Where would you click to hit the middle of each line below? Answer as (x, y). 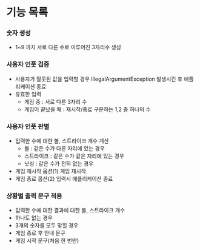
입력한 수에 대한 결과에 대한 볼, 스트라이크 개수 (70, 211)
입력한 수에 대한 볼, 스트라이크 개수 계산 (62, 141)
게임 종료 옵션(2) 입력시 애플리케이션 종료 (64, 179)
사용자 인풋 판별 (28, 126)
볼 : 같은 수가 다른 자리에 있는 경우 (64, 149)
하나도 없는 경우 (34, 218)
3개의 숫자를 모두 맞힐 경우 (47, 226)
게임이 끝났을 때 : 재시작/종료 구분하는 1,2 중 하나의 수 (87, 109)
